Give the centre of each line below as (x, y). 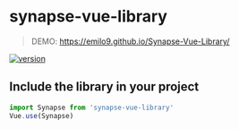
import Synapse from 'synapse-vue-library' (92, 107)
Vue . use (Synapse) (42, 116)
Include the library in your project (104, 87)
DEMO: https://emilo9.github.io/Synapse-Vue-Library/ (130, 41)
